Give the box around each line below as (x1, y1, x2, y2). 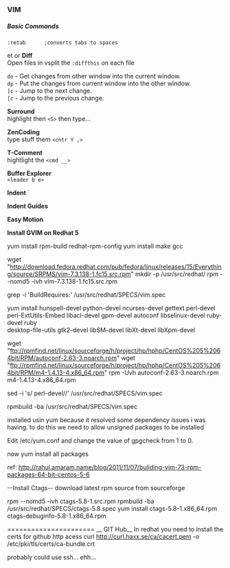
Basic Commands (7, 22, 59, 30)
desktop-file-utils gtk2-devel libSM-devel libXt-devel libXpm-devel (7, 326, 196, 334)
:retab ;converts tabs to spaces (7, 39, 118, 46)
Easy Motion (7, 215, 44, 223)
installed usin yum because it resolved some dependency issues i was (7, 415, 206, 424)
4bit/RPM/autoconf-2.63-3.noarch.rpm (7, 353, 117, 362)
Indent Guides (7, 202, 48, 210)
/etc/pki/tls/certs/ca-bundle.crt (7, 539, 95, 548)
